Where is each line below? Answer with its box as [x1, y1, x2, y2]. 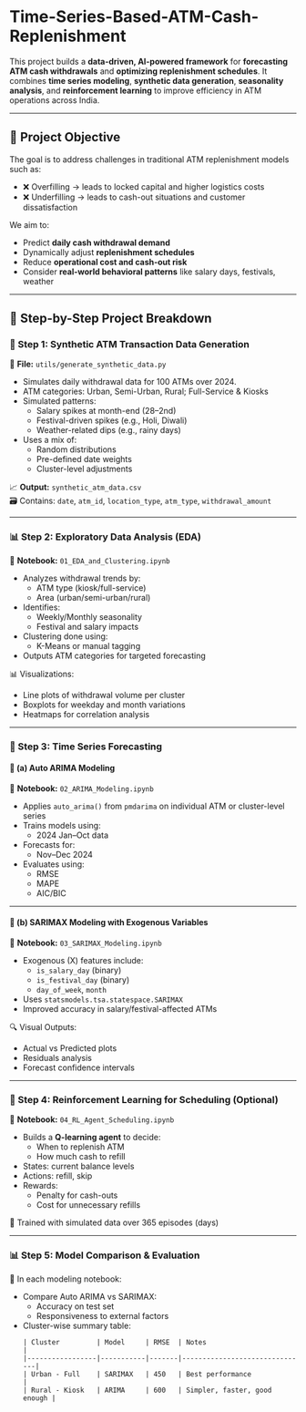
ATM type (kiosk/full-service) [36, 582, 147, 593]
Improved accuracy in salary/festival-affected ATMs [22, 1004, 218, 1015]
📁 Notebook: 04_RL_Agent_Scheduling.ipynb [9, 1114, 175, 1125]
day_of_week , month [36, 984, 107, 995]
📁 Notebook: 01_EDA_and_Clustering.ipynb [9, 554, 170, 566]
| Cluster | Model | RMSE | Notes [22, 1337, 207, 1346]
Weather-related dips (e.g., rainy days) [36, 425, 182, 436]
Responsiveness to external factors [36, 1310, 169, 1321]
